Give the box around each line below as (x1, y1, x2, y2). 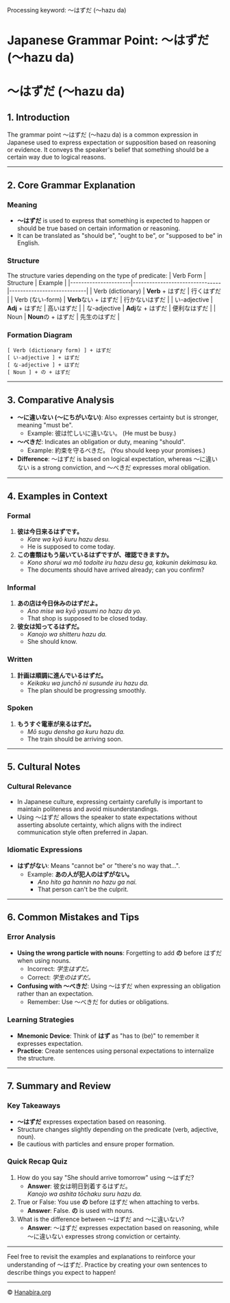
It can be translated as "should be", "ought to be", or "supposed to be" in (16, 231, 222, 239)
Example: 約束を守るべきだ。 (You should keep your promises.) (27, 446, 206, 455)
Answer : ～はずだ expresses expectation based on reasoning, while (27, 1223, 219, 1232)
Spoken (7, 703, 34, 713)
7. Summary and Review (7, 1080, 112, 1092)
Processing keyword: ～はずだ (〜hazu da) (7, 6, 127, 14)
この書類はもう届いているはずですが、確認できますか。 (16, 550, 173, 559)
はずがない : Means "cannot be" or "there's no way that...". (16, 861, 180, 869)
